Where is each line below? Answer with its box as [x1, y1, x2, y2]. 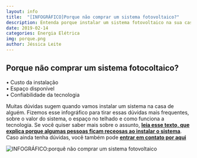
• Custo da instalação [6, 79, 59, 86]
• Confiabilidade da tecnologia [6, 91, 80, 98]
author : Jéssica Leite [6, 42, 62, 48]
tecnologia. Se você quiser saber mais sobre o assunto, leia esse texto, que [6, 121, 190, 128]
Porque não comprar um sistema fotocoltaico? [6, 63, 179, 73]
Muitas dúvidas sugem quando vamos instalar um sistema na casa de [6, 102, 174, 109]
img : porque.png [6, 36, 46, 42]
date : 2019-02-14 [6, 25, 49, 31]
